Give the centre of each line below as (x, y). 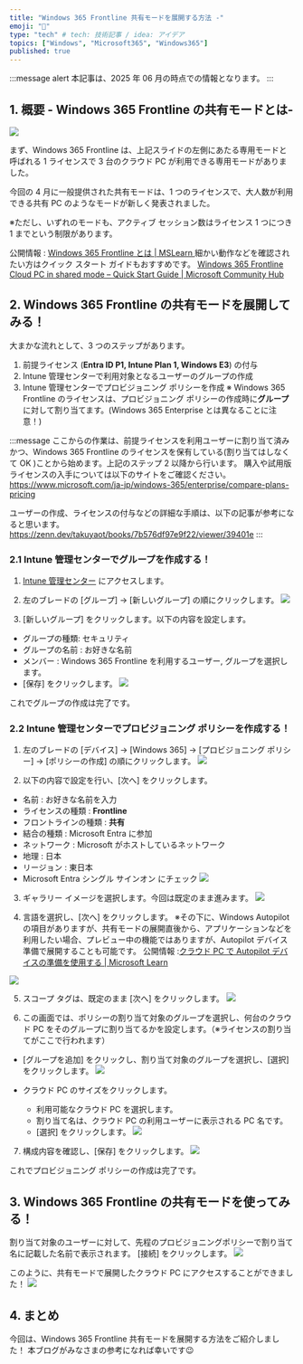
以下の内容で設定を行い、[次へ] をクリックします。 (117, 781)
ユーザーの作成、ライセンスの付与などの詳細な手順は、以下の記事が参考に (148, 513)
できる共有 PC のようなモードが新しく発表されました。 (112, 203)
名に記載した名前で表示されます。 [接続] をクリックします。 (121, 1254)
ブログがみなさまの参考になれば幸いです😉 (114, 1350)
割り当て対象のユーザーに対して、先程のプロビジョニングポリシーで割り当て (151, 1242)
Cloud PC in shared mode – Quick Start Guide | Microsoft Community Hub (147, 274)
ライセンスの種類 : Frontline (75, 811)
